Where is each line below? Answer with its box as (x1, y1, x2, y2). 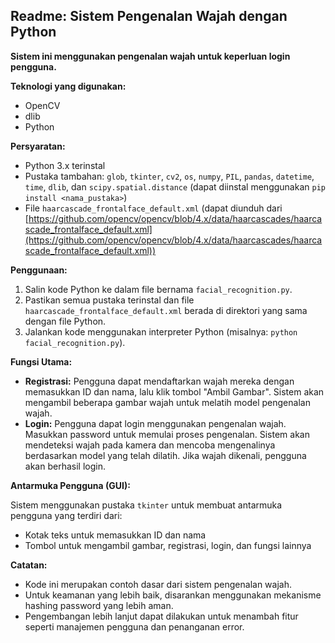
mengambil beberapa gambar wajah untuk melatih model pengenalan (24, 396, 311, 408)
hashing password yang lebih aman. (24, 599, 174, 611)
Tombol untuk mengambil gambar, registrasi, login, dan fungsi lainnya (24, 539, 312, 551)
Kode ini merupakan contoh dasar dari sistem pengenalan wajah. (24, 578, 292, 590)
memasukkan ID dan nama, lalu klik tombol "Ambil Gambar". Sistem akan (24, 385, 325, 398)
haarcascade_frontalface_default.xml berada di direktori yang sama (24, 304, 308, 316)
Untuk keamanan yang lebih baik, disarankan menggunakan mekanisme (24, 589, 322, 601)
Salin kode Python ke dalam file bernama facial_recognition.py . (24, 283, 293, 295)
